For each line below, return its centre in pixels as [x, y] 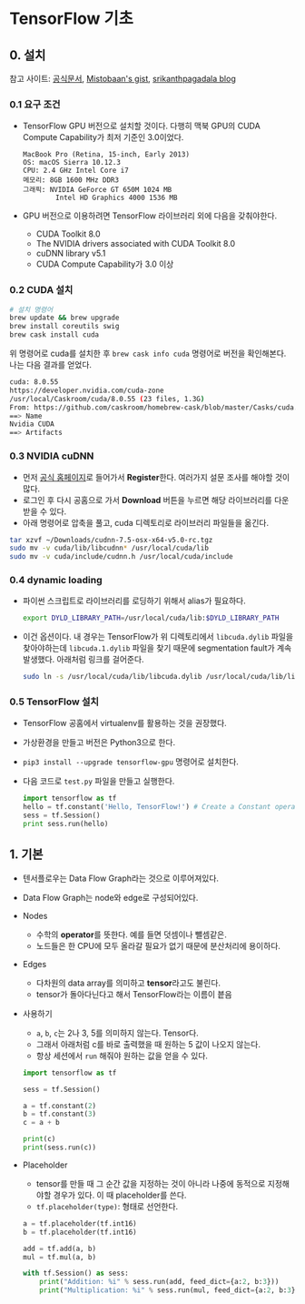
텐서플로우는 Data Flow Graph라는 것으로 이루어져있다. [121, 878]
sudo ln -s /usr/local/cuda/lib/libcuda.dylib [112, 677]
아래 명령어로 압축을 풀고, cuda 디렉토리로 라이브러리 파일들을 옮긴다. [146, 522]
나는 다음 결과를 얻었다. [51, 365]
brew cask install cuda [54, 335]
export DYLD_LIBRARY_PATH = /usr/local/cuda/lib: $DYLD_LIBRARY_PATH [151, 618]
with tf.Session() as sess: [75, 1274]
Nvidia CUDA [32, 424]
